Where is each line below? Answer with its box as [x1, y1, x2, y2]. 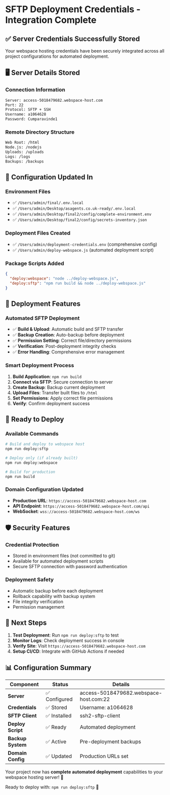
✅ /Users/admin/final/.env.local [12, 200, 84, 206]
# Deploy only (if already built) [5, 455, 78, 460]
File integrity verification [12, 599, 64, 605]
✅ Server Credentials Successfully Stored [5, 34, 140, 43]
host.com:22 [79, 696, 110, 703]
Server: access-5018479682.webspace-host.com [5, 98, 103, 103]
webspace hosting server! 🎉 [5, 774, 64, 780]
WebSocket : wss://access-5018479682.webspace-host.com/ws [12, 508, 140, 514]
